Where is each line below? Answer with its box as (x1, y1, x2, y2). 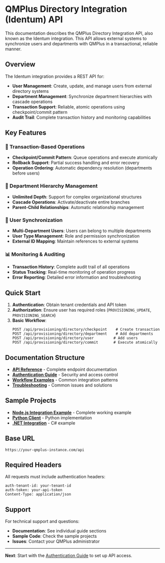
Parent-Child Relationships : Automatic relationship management (12, 204, 144, 210)
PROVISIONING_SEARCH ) (12, 312, 56, 318)
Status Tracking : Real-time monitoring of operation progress (12, 269, 136, 275)
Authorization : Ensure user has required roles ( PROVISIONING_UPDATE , (12, 307, 151, 313)
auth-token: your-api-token (5, 488, 63, 493)
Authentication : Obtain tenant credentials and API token (12, 302, 127, 308)
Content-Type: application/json (5, 492, 71, 497)
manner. (5, 46, 22, 52)
